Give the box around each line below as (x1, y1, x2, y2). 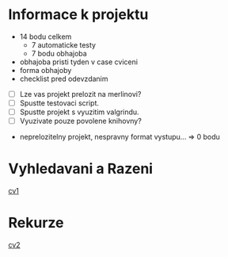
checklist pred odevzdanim (19, 74, 108, 83)
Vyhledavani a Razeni (8, 160, 153, 178)
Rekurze (8, 214, 64, 232)
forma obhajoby (19, 65, 72, 75)
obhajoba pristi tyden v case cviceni (19, 57, 139, 67)
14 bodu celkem (19, 32, 72, 41)
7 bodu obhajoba (31, 48, 87, 58)
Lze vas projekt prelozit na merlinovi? (19, 89, 142, 98)
